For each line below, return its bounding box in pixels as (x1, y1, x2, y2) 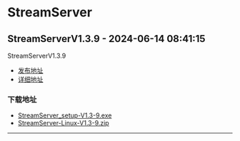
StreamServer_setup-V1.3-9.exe (17, 111, 112, 120)
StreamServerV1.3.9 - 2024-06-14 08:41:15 (7, 33, 206, 45)
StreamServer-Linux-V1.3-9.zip (17, 119, 109, 127)
